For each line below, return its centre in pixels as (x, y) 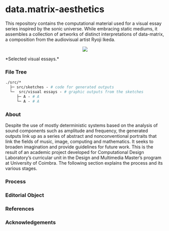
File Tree (16, 72)
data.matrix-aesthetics (55, 9)
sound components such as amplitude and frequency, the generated (77, 131)
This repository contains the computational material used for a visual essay (83, 23)
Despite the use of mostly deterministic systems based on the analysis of (81, 125)
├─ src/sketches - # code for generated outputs (62, 87)
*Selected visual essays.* (32, 59)
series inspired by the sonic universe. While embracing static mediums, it (81, 28)
